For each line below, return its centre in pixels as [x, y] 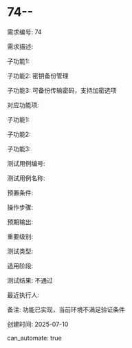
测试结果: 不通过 [30, 280]
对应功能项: [23, 105]
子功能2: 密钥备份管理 [38, 76]
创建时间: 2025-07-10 [38, 324]
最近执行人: [23, 295]
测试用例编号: [26, 163]
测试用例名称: [26, 178]
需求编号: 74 [25, 32]
